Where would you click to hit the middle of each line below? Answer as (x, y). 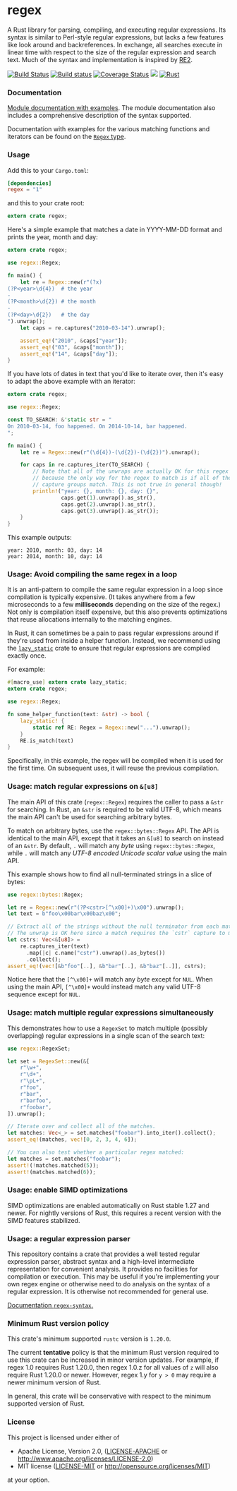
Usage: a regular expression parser (69, 1238)
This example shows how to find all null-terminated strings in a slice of (110, 874)
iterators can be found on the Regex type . (67, 137)
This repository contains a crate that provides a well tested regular (104, 1254)
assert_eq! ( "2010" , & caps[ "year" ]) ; (74, 341)
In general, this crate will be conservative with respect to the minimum (109, 1396)
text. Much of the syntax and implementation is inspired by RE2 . (100, 59)
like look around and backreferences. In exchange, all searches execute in (115, 44)
